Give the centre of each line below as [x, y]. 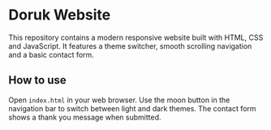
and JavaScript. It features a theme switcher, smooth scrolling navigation [130, 45]
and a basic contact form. [52, 54]
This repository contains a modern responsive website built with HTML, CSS [136, 37]
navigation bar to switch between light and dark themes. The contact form [133, 108]
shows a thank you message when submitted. [85, 117]
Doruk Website [60, 15]
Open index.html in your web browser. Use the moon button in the [119, 100]
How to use [37, 80]
